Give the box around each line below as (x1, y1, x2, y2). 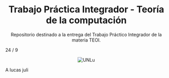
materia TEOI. (71, 37, 101, 43)
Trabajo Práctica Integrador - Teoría (8, 4, 164, 15)
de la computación (46, 14, 127, 26)
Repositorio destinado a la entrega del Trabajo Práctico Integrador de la (11, 31, 162, 37)
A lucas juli (5, 67, 29, 73)
